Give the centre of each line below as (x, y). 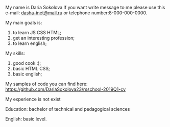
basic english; (27, 74)
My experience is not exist (33, 99)
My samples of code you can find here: (46, 84)
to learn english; (30, 43)
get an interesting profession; (44, 38)
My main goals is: (24, 23)
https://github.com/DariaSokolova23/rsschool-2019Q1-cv (66, 89)
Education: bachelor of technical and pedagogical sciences (68, 109)
